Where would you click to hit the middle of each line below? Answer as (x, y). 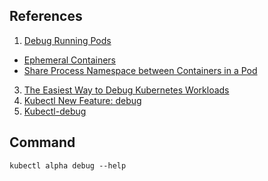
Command (42, 142)
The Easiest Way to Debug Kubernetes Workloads (126, 90)
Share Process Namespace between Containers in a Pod (140, 70)
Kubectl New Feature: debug (82, 100)
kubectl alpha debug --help (68, 165)
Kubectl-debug (55, 111)
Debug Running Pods (67, 40)
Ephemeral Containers (69, 60)
